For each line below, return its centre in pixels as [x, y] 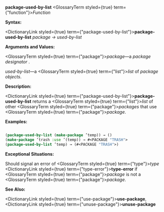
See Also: [15, 189]
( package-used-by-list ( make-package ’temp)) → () [59, 135]
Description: [18, 86]
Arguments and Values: [30, 47]
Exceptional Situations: [30, 154]
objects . [13, 77]
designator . [17, 62]
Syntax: [13, 22]
